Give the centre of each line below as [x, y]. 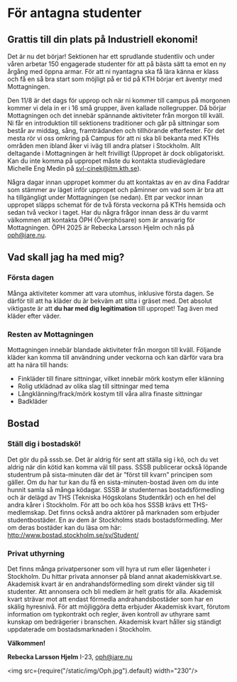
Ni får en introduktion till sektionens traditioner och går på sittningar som [114, 123]
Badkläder [33, 401]
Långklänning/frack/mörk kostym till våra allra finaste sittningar [110, 393]
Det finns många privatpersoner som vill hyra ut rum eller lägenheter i [109, 569]
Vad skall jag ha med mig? [66, 257]
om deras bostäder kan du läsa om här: [65, 527]
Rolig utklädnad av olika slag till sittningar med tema [93, 386]
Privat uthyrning [36, 553]
